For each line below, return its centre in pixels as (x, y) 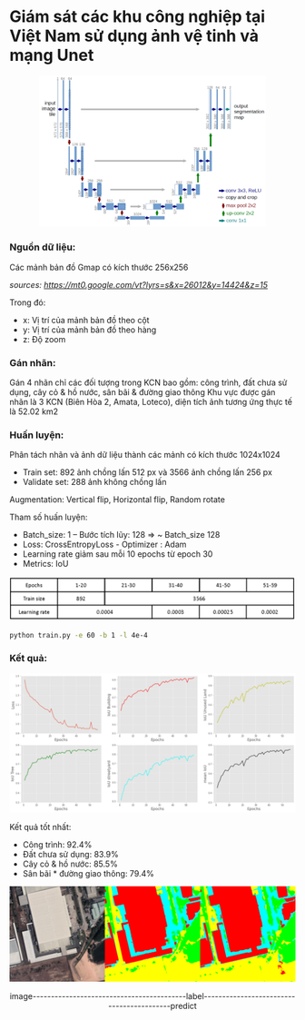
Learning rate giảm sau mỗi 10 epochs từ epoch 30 (118, 554)
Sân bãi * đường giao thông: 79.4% (88, 873)
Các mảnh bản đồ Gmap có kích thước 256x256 (99, 267)
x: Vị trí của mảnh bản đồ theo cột (86, 320)
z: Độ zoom (44, 339)
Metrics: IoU (45, 564)
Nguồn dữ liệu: (43, 247)
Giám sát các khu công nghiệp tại (138, 17)
